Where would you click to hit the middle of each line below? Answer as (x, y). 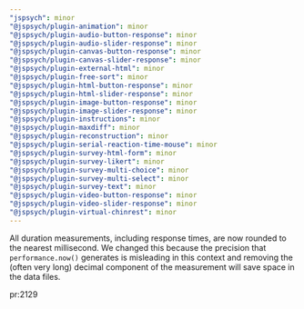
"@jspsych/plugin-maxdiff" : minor (75, 128)
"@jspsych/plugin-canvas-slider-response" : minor (106, 60)
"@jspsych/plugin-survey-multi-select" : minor (99, 178)
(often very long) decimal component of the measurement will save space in (152, 267)
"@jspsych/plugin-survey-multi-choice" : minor (99, 170)
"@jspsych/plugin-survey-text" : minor (83, 187)
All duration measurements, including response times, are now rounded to (148, 238)
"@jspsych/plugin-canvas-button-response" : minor (106, 52)
